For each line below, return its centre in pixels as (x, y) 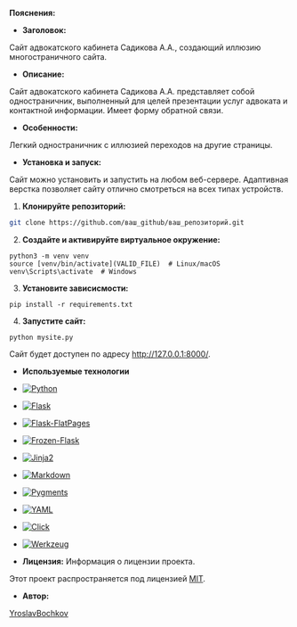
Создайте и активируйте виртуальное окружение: (121, 239)
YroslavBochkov (39, 613)
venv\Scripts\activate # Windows (73, 271)
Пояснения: (32, 13)
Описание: (43, 74)
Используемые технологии (76, 371)
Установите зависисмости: (75, 288)
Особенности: (50, 128)
